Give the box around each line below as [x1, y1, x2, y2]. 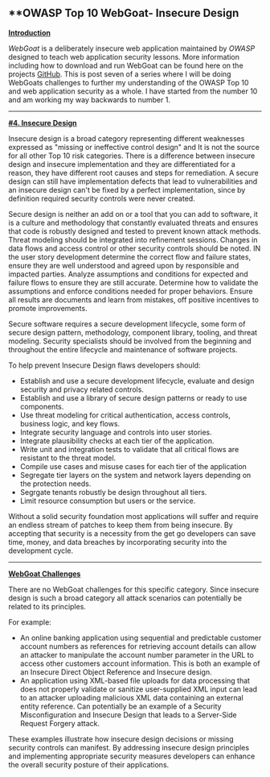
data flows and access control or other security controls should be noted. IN [8, 243, 261, 253]
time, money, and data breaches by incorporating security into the [8, 537, 227, 546]
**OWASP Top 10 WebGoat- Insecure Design [8, 6, 239, 20]
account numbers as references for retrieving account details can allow [19, 641, 257, 651]
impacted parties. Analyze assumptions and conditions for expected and [8, 269, 249, 279]
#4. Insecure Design [8, 118, 78, 127]
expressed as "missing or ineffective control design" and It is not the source [8, 142, 260, 152]
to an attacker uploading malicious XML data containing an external [19, 692, 243, 702]
